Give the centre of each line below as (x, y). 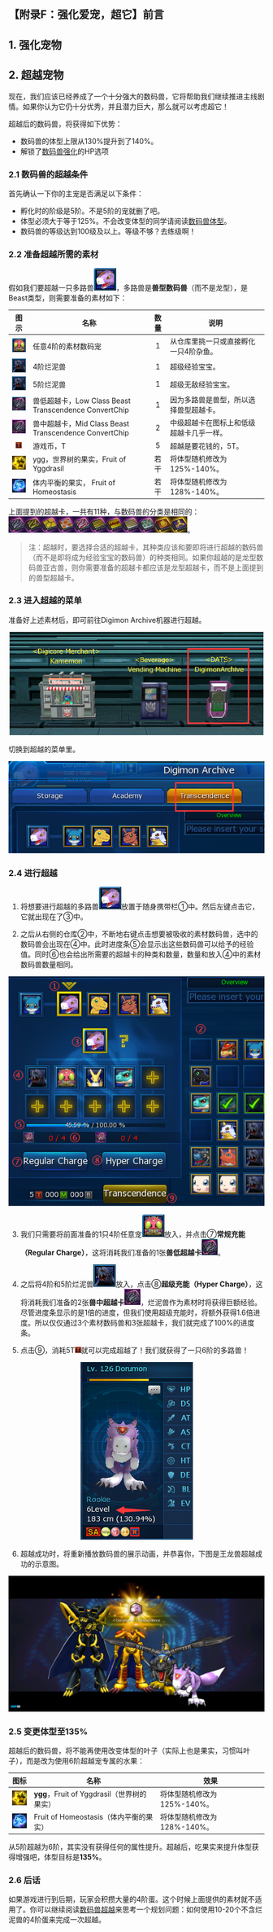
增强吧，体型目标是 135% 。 (61, 1857)
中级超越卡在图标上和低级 (212, 423)
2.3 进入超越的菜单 (45, 601)
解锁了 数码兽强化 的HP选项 (65, 151)
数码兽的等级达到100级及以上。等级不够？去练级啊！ (108, 231)
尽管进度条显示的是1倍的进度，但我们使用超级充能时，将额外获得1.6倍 (136, 1312)
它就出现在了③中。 (54, 916)
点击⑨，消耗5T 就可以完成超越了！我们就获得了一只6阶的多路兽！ (134, 1351)
